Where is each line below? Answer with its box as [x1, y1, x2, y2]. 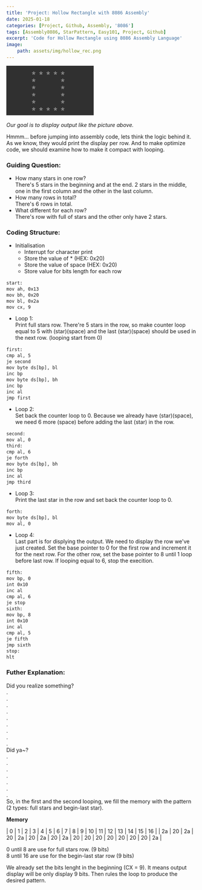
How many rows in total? [15, 194, 77, 201]
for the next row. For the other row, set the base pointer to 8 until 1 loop [15, 551, 192, 558]
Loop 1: [15, 315, 33, 322]
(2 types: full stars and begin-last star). [6, 804, 104, 811]
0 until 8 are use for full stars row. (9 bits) [6, 845, 109, 853]
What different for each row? [15, 207, 87, 214]
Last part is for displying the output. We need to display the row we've [15, 538, 190, 545]
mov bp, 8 [6, 612, 31, 618]
